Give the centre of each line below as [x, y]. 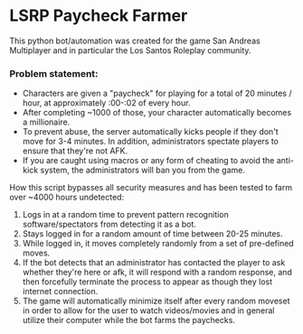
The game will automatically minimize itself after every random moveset [156, 301]
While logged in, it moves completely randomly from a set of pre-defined [158, 244]
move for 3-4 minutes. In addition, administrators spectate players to [150, 142]
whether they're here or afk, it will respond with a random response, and [157, 273]
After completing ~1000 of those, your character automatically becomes [157, 113]
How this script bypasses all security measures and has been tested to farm [151, 188]
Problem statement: [54, 73]
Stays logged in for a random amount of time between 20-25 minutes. [152, 234]
